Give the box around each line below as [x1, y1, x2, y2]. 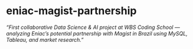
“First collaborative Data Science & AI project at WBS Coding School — [6, 24, 180, 31]
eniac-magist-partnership [6, 4, 137, 18]
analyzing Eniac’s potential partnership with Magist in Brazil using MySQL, [6, 30, 188, 37]
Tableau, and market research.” [6, 36, 84, 43]
